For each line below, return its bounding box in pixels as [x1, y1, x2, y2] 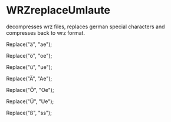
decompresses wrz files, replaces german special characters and [6, 23, 165, 30]
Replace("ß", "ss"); [6, 109, 52, 116]
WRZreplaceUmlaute [6, 4, 111, 17]
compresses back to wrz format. [6, 29, 85, 36]
